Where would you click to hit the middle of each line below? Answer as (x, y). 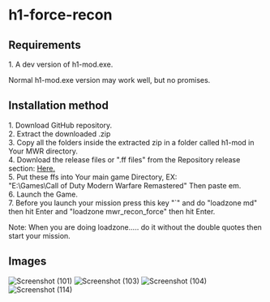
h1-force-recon (60, 15)
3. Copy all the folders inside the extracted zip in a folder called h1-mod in (131, 142)
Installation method (59, 106)
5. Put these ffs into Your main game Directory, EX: (93, 177)
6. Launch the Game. (43, 194)
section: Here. (32, 168)
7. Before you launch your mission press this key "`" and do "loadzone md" (133, 203)
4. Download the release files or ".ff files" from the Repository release (124, 159)
